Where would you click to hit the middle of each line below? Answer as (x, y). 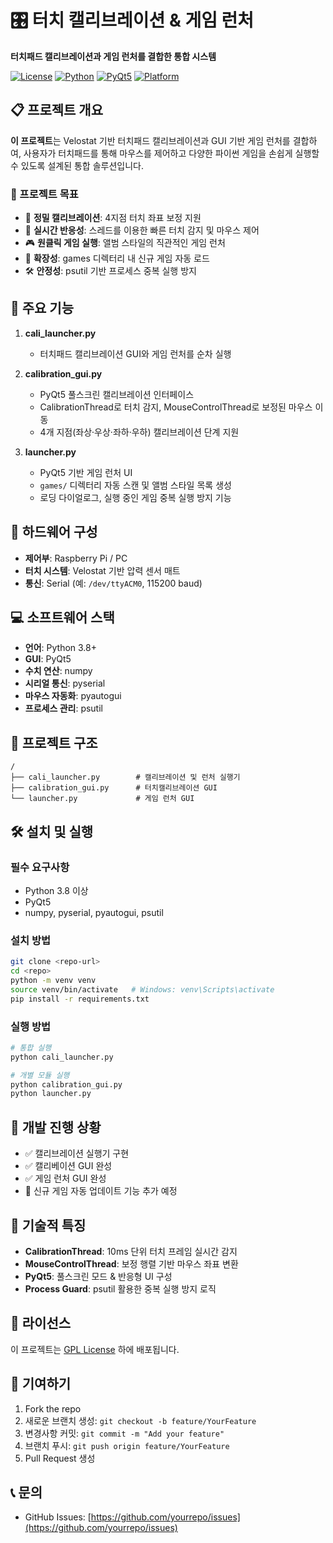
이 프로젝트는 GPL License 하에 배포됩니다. (95, 1349)
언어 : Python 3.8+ (60, 648)
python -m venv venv (53, 981)
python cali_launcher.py (62, 1057)
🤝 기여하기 (41, 1384)
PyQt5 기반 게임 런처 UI (86, 472)
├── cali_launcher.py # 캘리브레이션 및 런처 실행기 (125, 777)
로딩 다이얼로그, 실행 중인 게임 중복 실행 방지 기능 (135, 497)
